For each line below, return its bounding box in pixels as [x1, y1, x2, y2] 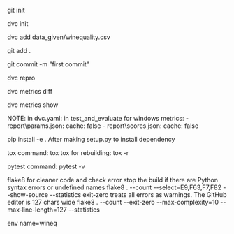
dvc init [7, 20, 29, 27]
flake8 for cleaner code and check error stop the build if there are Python [7, 176, 219, 184]
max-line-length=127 [7, 205, 68, 214]
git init [7, 6, 26, 14]
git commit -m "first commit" [7, 60, 89, 68]
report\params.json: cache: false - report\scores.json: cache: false [7, 122, 199, 130]
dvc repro [7, 73, 36, 82]
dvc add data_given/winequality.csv [7, 33, 110, 41]
